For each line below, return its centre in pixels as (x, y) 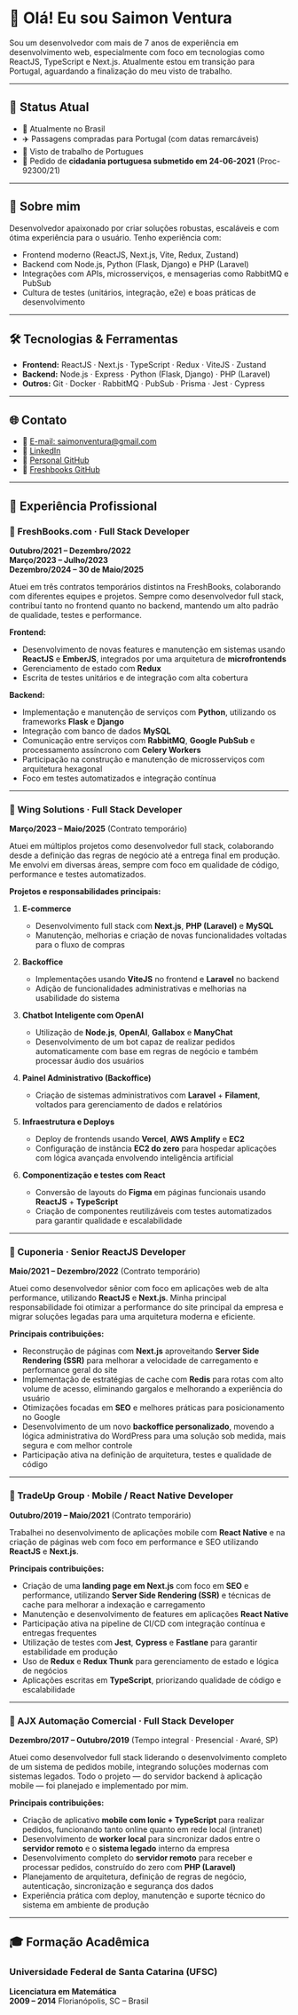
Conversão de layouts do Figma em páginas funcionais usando (150, 1193)
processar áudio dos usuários (90, 1061)
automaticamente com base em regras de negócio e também (147, 1051)
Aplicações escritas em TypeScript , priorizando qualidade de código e (152, 1680)
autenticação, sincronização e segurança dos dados (118, 1886)
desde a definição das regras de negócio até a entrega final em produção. (145, 855)
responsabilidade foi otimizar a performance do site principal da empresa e (146, 1307)
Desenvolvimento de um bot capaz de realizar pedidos (135, 1042)
